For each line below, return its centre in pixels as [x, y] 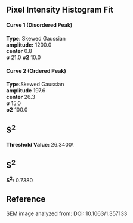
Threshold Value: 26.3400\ [40, 144]
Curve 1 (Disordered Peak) [39, 25]
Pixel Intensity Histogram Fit [60, 10]
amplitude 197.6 [26, 90]
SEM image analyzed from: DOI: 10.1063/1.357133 [67, 213]
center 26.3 [21, 97]
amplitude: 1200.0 [29, 45]
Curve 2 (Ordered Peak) [36, 71]
